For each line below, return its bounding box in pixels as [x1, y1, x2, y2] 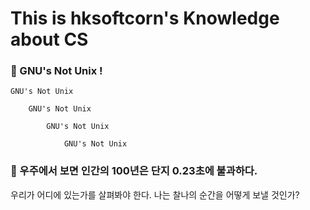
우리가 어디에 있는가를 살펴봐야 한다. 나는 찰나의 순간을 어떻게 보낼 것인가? [10, 188, 300, 201]
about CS [10, 28, 89, 51]
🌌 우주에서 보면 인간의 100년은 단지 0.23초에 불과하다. [10, 164, 258, 178]
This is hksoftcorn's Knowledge [10, 7, 280, 30]
